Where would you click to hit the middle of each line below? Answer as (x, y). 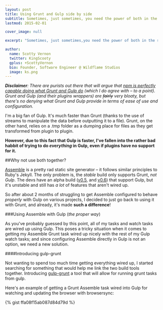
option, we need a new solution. (37, 244)
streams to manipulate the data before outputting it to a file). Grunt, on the (79, 121)
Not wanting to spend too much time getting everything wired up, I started (79, 263)
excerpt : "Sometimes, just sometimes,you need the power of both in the (80, 41)
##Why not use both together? (36, 160)
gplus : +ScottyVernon (31, 63)
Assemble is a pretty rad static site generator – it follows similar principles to (81, 170)
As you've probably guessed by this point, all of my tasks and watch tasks (79, 224)
